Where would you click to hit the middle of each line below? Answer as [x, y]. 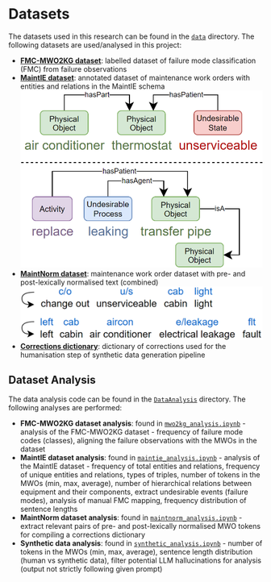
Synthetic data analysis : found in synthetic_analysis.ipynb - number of [141, 543]
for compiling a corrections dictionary [83, 535]
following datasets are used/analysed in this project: [95, 44]
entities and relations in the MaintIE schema [92, 86]
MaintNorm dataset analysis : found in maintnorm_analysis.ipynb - [131, 518]
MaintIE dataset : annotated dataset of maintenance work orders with [135, 77]
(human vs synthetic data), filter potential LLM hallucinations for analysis [141, 560]
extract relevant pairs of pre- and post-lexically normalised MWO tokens [140, 526]
